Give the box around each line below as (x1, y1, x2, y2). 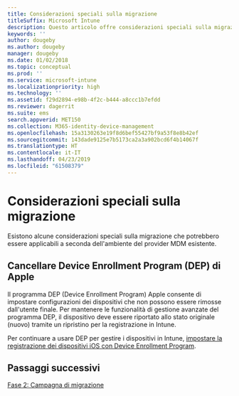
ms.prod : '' (7, 70, 43, 77)
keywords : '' (7, 30, 46, 38)
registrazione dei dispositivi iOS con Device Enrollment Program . (7, 341, 196, 350)
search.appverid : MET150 (7, 116, 81, 123)
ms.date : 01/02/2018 (7, 57, 69, 64)
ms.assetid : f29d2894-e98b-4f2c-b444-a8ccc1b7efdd (7, 97, 161, 104)
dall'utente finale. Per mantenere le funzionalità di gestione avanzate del (7, 305, 219, 314)
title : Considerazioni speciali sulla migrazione (7, 10, 158, 18)
